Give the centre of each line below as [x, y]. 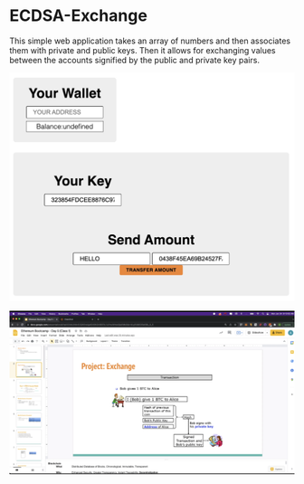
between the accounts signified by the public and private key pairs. [135, 60]
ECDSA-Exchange [78, 16]
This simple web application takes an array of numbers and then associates [150, 41]
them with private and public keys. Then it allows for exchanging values [142, 50]
